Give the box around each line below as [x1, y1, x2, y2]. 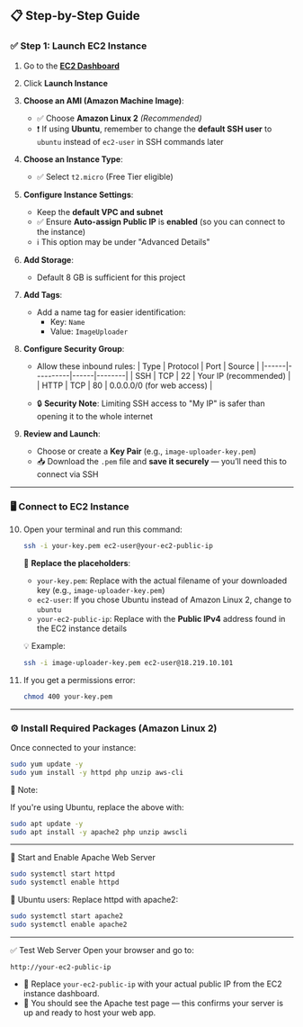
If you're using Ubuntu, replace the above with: [10, 801, 184, 813]
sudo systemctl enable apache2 [10, 920, 128, 930]
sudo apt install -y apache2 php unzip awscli [10, 827, 188, 836]
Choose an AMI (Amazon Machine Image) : [22, 95, 184, 106]
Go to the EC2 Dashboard [22, 60, 120, 71]
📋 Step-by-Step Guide [10, 8, 140, 23]
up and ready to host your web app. [22, 1007, 156, 1018]
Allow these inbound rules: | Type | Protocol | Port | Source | [36, 360, 260, 372]
